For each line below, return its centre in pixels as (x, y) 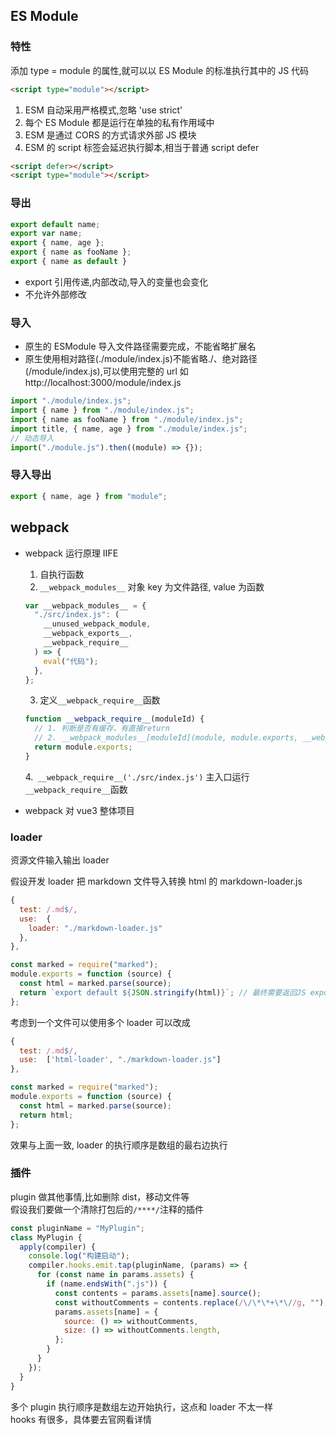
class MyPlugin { (46, 1237)
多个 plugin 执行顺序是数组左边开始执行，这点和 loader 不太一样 (142, 1406)
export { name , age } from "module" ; (89, 496)
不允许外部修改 (55, 294)
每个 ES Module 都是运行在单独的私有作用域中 (119, 122)
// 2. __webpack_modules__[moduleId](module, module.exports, (166, 738)
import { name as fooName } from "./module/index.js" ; (127, 420)
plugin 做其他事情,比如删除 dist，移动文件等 (100, 1196)
